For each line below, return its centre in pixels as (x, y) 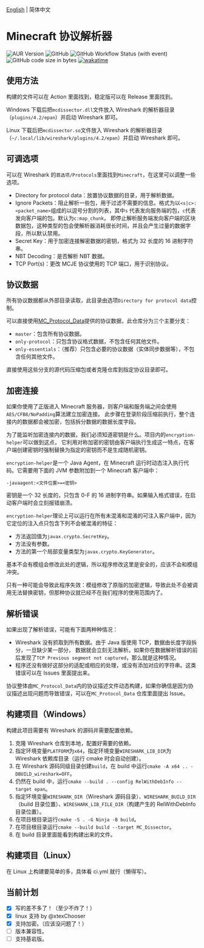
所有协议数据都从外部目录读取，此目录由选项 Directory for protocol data (99, 300)
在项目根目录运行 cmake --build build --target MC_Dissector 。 (95, 827)
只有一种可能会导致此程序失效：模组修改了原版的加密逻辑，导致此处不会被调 (102, 585)
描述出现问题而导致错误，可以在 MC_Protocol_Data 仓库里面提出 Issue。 (100, 693)
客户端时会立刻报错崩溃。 (43, 503)
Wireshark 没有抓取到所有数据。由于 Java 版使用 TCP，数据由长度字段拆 (106, 642)
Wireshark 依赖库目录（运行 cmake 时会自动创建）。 (80, 758)
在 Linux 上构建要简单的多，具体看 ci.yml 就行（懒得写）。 (78, 871)
